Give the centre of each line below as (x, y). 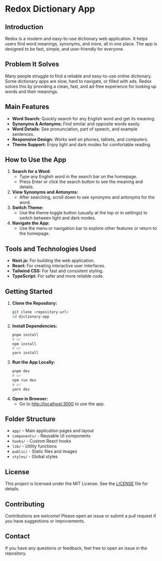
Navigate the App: (31, 223)
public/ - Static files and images (45, 451)
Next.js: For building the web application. (53, 261)
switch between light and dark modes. (57, 218)
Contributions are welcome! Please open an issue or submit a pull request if (81, 516)
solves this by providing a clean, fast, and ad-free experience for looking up (81, 86)
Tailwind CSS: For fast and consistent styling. (58, 271)
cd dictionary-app (31, 317)
